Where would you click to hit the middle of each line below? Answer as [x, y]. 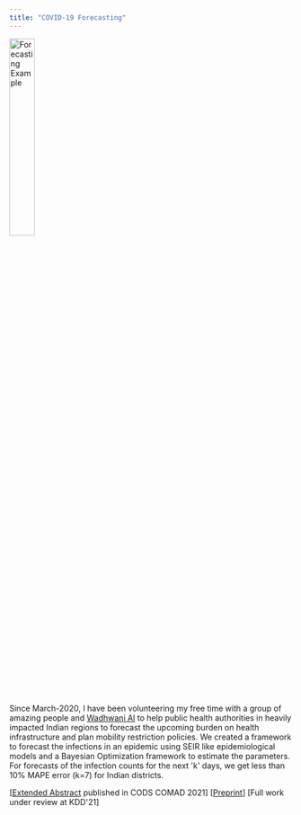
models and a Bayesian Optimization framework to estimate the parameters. [150, 756]
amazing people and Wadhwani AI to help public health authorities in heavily [150, 718]
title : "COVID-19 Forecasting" [68, 18]
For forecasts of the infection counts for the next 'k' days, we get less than [147, 766]
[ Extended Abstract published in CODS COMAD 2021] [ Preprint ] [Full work [147, 793]
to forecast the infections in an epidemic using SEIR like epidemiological [142, 746]
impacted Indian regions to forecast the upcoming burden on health [134, 727]
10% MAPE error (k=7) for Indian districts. [87, 775]
